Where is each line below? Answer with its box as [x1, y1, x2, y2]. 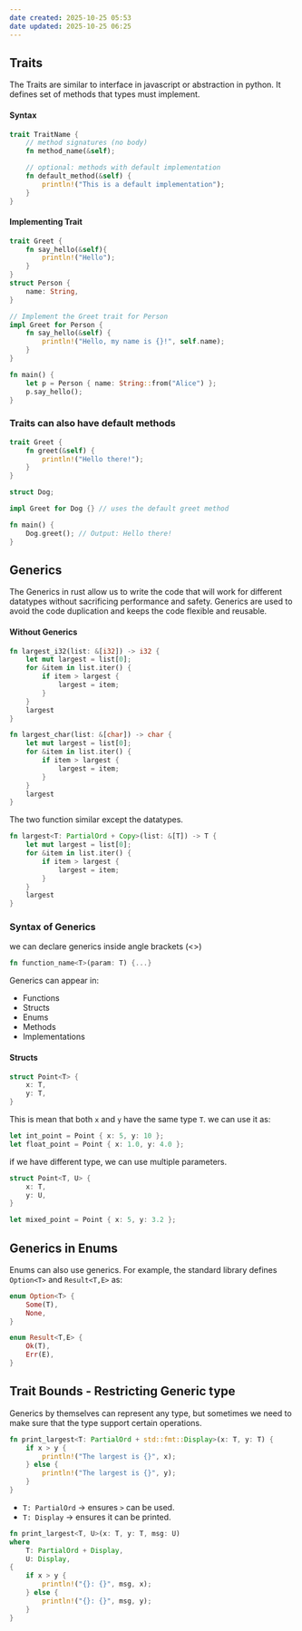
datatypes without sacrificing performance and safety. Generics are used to [9, 596, 293, 607]
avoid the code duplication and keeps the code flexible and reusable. [9, 606, 268, 616]
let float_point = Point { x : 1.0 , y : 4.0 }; [9, 1140, 185, 1149]
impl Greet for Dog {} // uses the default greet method [9, 504, 229, 513]
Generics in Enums [9, 1240, 118, 1256]
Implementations [22, 1031, 86, 1043]
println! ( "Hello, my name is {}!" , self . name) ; [42, 337, 225, 346]
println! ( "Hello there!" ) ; [42, 454, 144, 463]
